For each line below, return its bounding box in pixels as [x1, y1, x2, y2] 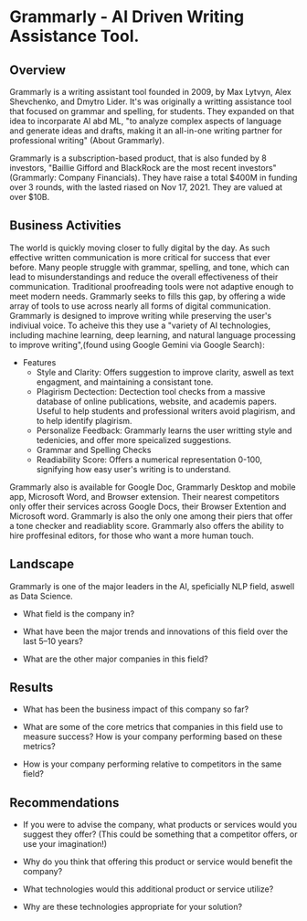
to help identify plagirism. [36, 415, 132, 426]
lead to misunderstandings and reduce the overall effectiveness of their [9, 271, 279, 282]
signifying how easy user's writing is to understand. [36, 463, 231, 474]
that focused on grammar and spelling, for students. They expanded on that [9, 106, 295, 116]
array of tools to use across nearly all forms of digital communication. [9, 300, 271, 312]
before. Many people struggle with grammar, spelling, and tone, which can [9, 261, 290, 272]
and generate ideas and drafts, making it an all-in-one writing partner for [9, 125, 283, 136]
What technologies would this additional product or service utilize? [22, 884, 274, 895]
